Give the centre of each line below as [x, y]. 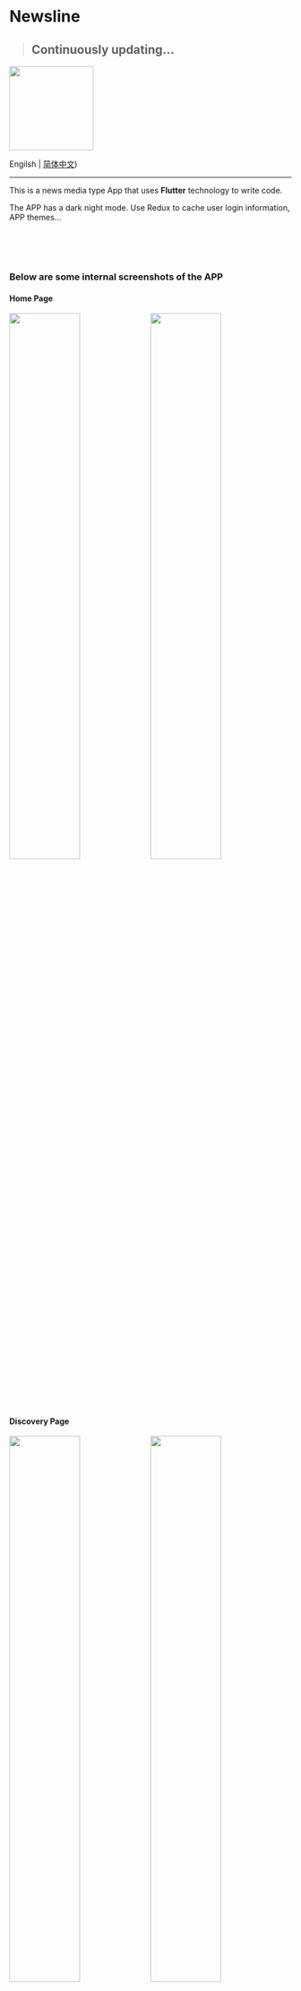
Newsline [45, 17]
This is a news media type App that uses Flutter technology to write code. [146, 190]
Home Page [31, 298]
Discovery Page [39, 1421]
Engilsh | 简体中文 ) [43, 164]
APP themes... [35, 217]
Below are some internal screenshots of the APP [116, 277]
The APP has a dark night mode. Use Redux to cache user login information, [150, 207]
